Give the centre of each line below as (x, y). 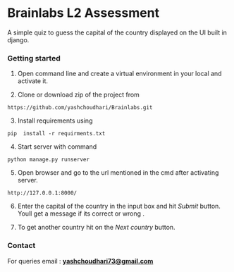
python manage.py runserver (49, 160)
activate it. (32, 81)
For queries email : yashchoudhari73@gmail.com (80, 261)
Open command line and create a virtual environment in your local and (119, 74)
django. (18, 39)
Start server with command (57, 147)
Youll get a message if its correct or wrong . (81, 214)
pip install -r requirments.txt (56, 134)
